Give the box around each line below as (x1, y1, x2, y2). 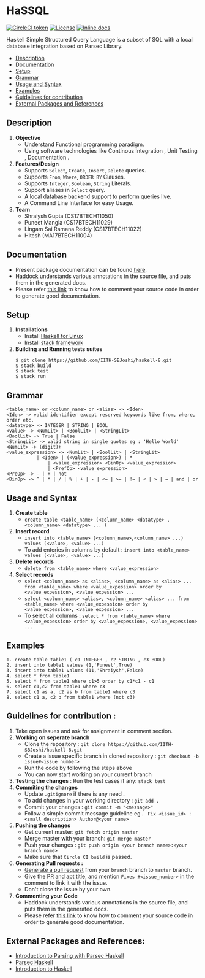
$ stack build (15, 363, 51, 369)
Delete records (15, 558, 54, 565)
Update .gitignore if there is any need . (24, 790, 125, 798)
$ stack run (15, 374, 46, 380)
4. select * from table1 (6, 672, 70, 679)
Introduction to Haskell (15, 965, 73, 972)
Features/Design (15, 160, 59, 167)
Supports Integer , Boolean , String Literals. (24, 179, 132, 187)
